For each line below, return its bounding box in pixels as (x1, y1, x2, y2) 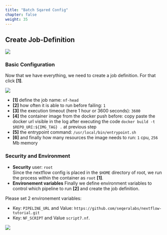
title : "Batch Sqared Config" (5, 7, 69, 13)
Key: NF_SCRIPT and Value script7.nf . (12, 215, 90, 221)
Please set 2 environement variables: (5, 195, 82, 201)
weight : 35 (5, 17, 28, 22)
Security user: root (12, 164, 53, 170)
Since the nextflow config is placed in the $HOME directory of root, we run (12, 169, 162, 175)
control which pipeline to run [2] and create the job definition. (12, 185, 140, 192)
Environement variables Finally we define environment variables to (12, 180, 152, 186)
